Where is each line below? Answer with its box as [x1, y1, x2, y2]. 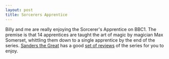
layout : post [5, 7, 33, 13]
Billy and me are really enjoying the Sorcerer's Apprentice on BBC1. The [5, 26, 157, 32]
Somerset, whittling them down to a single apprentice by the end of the [5, 37, 155, 43]
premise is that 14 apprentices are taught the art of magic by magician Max [5, 32, 163, 38]
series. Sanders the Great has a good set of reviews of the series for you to [5, 42, 164, 48]
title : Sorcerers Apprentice [5, 12, 68, 17]
